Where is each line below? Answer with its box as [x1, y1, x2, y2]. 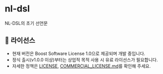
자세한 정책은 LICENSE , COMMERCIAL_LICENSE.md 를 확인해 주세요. [12, 63, 151, 69]
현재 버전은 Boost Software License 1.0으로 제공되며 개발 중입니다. [12, 50, 146, 56]
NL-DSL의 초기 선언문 [5, 20, 48, 26]
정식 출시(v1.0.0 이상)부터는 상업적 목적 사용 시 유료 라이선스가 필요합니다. [12, 56, 158, 62]
